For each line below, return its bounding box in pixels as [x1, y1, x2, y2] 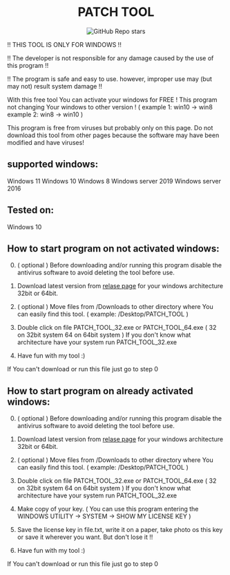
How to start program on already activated [7, 385, 193, 397]
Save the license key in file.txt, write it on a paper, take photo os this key [17, 526, 223, 534]
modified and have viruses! [7, 138, 84, 146]
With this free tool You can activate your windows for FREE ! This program [7, 95, 218, 104]
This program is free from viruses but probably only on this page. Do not [7, 123, 213, 132]
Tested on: [7, 204, 54, 216]
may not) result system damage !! [7, 82, 102, 90]
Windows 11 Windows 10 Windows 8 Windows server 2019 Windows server [7, 177, 221, 185]
